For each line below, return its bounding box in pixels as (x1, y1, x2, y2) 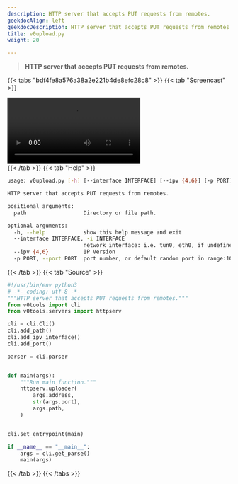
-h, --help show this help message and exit (13, 229, 182, 236)
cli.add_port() (7, 340, 52, 347)
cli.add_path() (7, 327, 52, 335)
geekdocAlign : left (7, 17, 65, 24)
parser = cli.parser (7, 353, 69, 360)
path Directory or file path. (13, 209, 157, 217)
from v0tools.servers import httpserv (7, 308, 122, 315)
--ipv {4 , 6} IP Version (13, 248, 115, 255)
